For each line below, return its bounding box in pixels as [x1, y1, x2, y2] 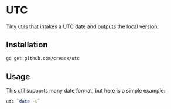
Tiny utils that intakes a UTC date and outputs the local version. [6, 23, 159, 30]
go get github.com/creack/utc [6, 55, 80, 62]
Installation [6, 40, 48, 50]
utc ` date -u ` [6, 98, 41, 104]
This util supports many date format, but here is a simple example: [6, 87, 166, 94]
